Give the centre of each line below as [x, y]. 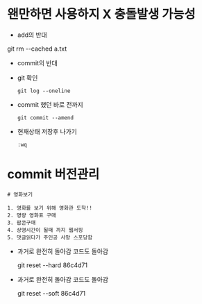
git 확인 [27, 78]
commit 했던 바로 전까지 [50, 104]
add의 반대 [32, 35]
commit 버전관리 [53, 175]
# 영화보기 [20, 194]
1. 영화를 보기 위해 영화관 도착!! [50, 208]
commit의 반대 [37, 62]
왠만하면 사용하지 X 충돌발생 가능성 [101, 14]
